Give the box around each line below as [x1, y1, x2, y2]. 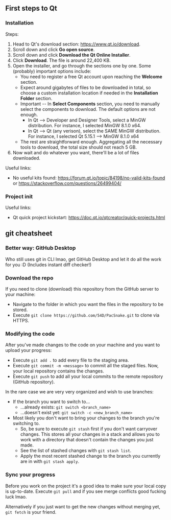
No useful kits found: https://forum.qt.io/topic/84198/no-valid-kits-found [12, 175, 165, 181]
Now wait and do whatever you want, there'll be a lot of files [12, 149, 139, 155]
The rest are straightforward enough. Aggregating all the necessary [20, 138, 162, 145]
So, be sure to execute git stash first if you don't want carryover [20, 426, 157, 432]
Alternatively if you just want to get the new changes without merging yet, [5, 503, 161, 510]
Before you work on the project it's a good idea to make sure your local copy [5, 483, 166, 489]
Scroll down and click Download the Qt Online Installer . [12, 52, 131, 58]
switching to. [12, 420, 40, 427]
